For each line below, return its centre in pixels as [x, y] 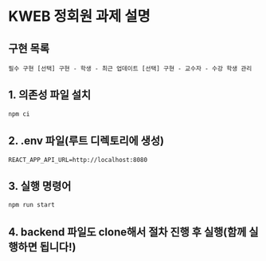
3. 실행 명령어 [40, 186]
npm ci [19, 114]
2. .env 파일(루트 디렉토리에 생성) [86, 141]
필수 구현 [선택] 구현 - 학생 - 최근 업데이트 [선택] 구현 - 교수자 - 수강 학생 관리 [130, 69]
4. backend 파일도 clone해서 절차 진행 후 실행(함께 [127, 232]
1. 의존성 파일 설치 [50, 95]
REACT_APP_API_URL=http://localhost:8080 [78, 160]
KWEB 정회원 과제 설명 [79, 16]
